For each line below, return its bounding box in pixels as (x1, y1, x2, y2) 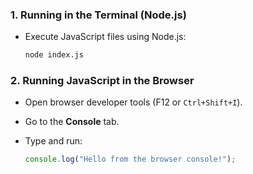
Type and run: (24, 135, 83, 147)
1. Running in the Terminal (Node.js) (10, 8, 187, 22)
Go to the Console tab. (24, 116, 120, 128)
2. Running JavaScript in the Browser (10, 74, 195, 88)
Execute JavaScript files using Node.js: (24, 31, 187, 43)
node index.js (24, 50, 84, 60)
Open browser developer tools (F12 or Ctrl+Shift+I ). (24, 96, 243, 108)
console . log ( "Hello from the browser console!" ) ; (24, 154, 237, 165)
